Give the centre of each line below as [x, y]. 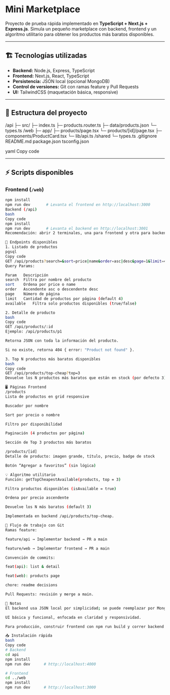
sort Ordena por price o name [40, 285]
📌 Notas [13, 603]
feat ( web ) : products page [32, 576]
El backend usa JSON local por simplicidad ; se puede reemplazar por [80, 608]
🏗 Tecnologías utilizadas [46, 56]
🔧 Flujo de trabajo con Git [35, 525]
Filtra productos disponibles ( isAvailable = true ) [61, 489]
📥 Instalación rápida [29, 636]
